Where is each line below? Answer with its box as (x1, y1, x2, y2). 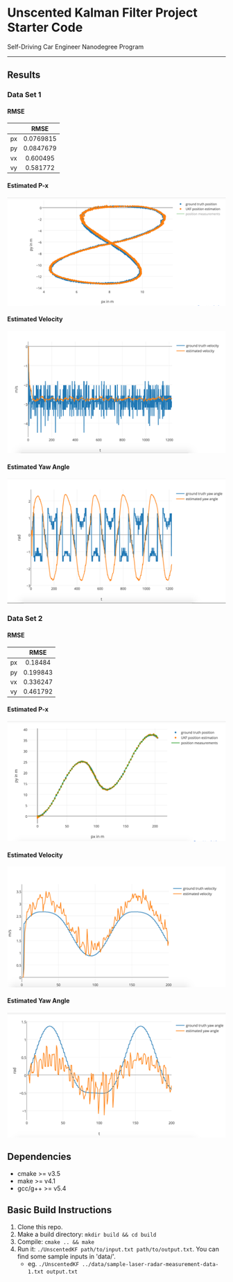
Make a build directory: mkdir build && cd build (17, 1230, 157, 1238)
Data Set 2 (7, 614, 43, 624)
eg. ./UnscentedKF (27, 1259, 80, 1267)
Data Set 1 (7, 90, 42, 100)
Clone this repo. (17, 1222, 63, 1231)
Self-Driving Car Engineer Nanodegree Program (7, 42, 144, 51)
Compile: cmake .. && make (17, 1237, 95, 1246)
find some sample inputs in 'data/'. (17, 1252, 116, 1260)
